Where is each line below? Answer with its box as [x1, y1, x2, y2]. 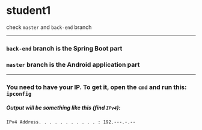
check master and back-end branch [6, 23, 92, 31]
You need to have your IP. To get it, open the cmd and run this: [6, 83, 187, 91]
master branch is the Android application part [6, 60, 140, 69]
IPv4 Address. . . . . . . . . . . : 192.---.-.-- [6, 119, 136, 125]
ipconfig [6, 91, 32, 97]
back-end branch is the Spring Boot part [6, 44, 123, 52]
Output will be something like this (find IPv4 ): [6, 104, 121, 111]
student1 [6, 4, 51, 17]
